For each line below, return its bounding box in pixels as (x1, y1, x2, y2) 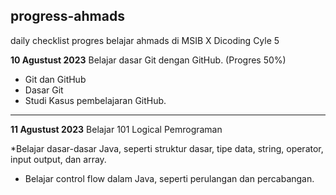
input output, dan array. (10, 153, 107, 165)
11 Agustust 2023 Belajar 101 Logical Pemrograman (10, 123, 223, 135)
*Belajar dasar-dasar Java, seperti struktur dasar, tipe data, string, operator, (10, 142, 324, 154)
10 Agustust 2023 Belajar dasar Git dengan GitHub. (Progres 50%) (10, 54, 287, 66)
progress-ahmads (10, 8, 125, 25)
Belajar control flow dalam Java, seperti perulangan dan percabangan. (24, 172, 315, 184)
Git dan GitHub (24, 73, 87, 85)
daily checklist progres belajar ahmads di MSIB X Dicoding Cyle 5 (10, 34, 280, 46)
